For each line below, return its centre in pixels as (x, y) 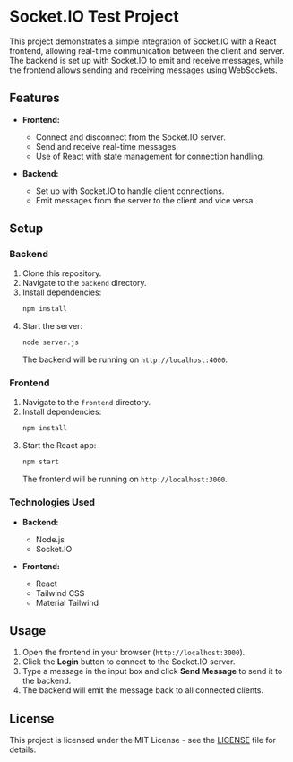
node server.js (51, 342)
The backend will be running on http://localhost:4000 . (125, 359)
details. (23, 749)
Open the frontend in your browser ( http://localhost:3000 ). (134, 653)
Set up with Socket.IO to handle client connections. (130, 191)
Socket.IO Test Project (94, 17)
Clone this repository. (62, 273)
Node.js (50, 539)
